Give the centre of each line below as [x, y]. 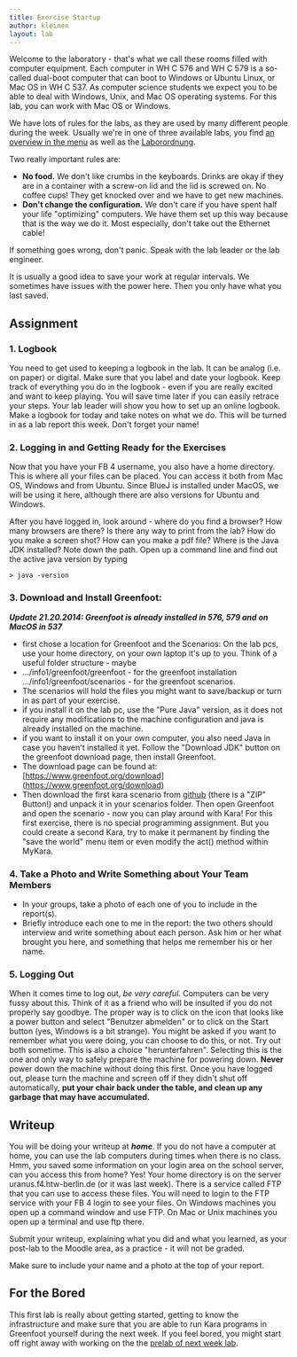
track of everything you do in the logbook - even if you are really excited [141, 387]
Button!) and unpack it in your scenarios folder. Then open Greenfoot [148, 804]
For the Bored [47, 1294]
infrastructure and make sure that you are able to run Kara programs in [138, 1324]
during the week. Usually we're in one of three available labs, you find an [142, 133]
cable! [33, 233]
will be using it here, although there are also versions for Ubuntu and [134, 495]
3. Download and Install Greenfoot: [86, 597]
